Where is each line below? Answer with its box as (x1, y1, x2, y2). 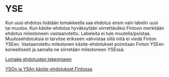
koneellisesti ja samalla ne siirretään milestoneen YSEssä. (5, 46, 125, 52)
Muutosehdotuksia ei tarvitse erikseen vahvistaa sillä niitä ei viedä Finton (5, 36, 157, 42)
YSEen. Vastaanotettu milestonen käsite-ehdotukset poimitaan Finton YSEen (5, 41, 164, 47)
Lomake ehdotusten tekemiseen (5, 56, 72, 62)
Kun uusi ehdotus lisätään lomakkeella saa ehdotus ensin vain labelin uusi (5, 20, 158, 26)
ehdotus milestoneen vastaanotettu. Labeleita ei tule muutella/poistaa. (5, 30, 151, 36)
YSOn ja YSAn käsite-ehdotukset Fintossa (5, 66, 92, 72)
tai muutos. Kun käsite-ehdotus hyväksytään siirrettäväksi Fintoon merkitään (5, 25, 164, 31)
